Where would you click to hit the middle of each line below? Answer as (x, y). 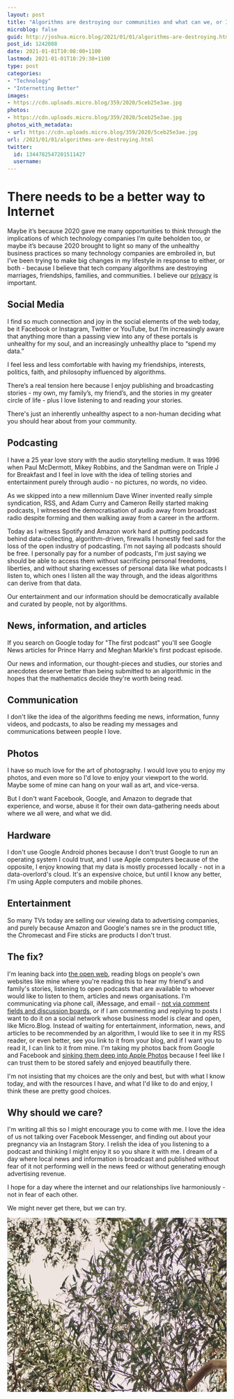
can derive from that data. (45, 583)
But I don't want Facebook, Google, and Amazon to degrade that (100, 799)
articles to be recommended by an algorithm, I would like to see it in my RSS (116, 1033)
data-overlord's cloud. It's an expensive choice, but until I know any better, (115, 874)
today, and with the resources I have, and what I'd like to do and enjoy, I (110, 1084)
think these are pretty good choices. (59, 1091)
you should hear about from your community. (72, 421)
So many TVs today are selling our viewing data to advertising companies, (114, 920)
